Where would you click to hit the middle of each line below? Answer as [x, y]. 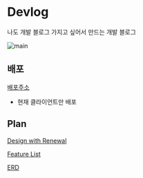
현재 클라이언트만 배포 [47, 101]
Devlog [28, 12]
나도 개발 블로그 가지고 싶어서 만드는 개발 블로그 [72, 32]
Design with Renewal [37, 140]
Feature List [24, 154]
